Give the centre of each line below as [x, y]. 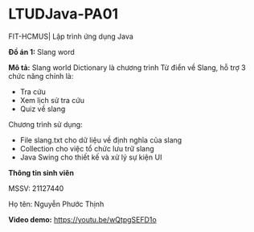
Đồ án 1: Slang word [41, 52]
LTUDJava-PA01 [63, 14]
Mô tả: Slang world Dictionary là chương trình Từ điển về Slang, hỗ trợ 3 [127, 67]
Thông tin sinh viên [41, 172]
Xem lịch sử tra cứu [52, 100]
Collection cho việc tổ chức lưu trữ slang [87, 148]
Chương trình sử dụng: [45, 124]
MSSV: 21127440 [36, 188]
